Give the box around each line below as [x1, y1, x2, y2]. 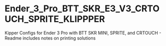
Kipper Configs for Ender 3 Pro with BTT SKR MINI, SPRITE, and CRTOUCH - [4, 30, 162, 36]
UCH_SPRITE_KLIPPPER [4, 13, 105, 25]
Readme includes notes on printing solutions [4, 35, 96, 41]
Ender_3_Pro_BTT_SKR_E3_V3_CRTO [4, 3, 160, 14]
